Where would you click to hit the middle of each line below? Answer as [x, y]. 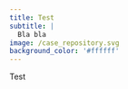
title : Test [32, 18]
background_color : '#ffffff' [64, 51]
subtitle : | [32, 26]
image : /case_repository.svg [64, 43]
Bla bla [32, 34]
